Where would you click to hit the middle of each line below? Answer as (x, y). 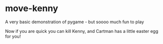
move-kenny (32, 8)
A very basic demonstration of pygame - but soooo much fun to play (75, 22)
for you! (13, 36)
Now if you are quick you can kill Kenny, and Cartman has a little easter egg (82, 31)
